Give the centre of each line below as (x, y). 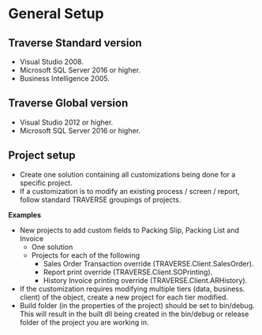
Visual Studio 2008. (52, 61)
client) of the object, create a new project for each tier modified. (124, 297)
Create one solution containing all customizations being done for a (127, 174)
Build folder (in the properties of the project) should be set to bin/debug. (137, 305)
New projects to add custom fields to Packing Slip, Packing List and (129, 230)
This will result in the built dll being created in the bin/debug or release (134, 314)
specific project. (46, 183)
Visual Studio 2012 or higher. (66, 122)
